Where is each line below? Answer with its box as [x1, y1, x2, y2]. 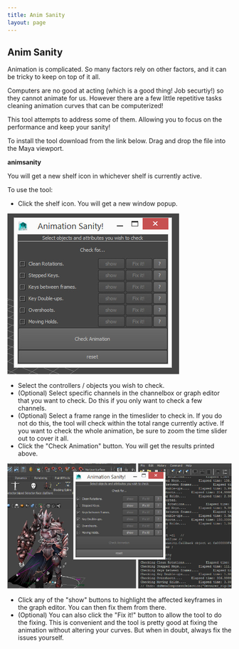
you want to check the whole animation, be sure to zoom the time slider [17, 427, 228, 436]
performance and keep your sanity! [7, 123, 111, 132]
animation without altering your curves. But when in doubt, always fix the [17, 626, 232, 634]
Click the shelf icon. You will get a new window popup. [17, 199, 178, 208]
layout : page [7, 19, 46, 26]
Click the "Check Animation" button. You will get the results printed [17, 442, 215, 450]
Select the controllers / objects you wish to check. [17, 381, 165, 390]
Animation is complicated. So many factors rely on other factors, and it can [7, 65, 227, 74]
